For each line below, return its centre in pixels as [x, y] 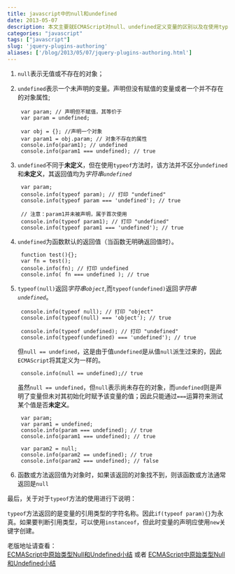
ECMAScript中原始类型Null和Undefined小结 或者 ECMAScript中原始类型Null [116, 554]
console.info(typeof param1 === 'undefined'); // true [102, 227]
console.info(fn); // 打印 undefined [74, 268]
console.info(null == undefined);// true [82, 373]
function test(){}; [49, 255]
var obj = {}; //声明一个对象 [62, 131]
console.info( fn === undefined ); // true [85, 274]
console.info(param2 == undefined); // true [86, 455]
